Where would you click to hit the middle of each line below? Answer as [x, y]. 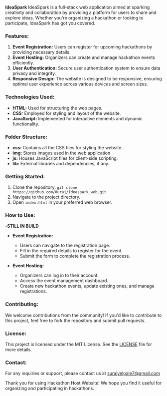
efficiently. [23, 63]
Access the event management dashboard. [64, 281]
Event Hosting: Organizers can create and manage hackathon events [84, 57]
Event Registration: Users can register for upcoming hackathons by [82, 47]
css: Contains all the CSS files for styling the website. [68, 147]
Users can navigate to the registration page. [65, 245]
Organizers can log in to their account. [59, 275]
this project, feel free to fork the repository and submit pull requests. [75, 320]
